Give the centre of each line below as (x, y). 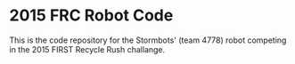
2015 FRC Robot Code (91, 16)
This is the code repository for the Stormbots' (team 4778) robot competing (148, 40)
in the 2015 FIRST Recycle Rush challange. (87, 49)
